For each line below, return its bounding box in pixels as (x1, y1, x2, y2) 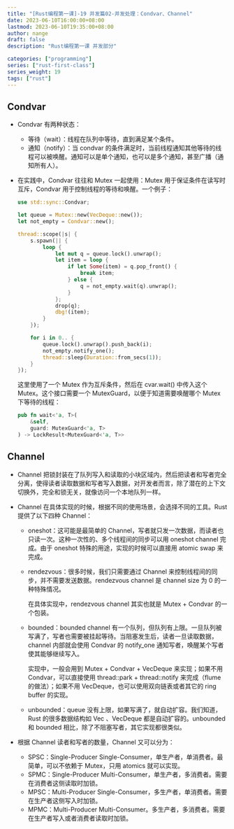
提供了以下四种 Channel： (17, 511, 93, 520)
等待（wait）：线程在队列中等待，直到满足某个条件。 (27, 135, 178, 143)
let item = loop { (54, 257, 109, 264)
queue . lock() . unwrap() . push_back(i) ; (43, 341, 152, 348)
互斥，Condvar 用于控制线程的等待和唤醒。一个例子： (17, 185, 173, 193)
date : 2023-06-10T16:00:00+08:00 (7, 17, 105, 24)
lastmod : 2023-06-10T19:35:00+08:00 (7, 23, 114, 30)
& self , (30, 418, 50, 425)
